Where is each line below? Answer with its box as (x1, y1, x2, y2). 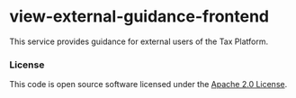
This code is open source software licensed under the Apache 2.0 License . (9, 79, 288, 90)
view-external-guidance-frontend (9, 6, 270, 27)
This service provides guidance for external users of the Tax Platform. (9, 36, 268, 47)
